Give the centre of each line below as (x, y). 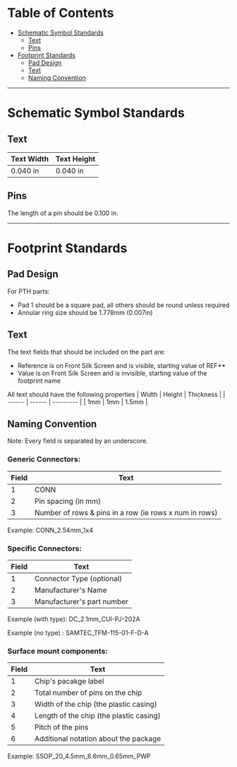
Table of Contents (61, 13)
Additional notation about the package (97, 739)
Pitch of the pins (61, 727)
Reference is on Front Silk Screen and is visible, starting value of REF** (121, 365)
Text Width (30, 158)
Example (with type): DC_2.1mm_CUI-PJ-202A (74, 619)
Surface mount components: (57, 651)
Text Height (75, 158)
